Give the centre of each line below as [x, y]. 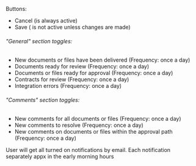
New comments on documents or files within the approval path [93, 132]
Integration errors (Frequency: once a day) [68, 86]
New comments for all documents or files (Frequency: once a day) [98, 119]
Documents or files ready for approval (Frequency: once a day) [94, 73]
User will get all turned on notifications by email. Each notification [88, 150]
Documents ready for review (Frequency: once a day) [82, 67]
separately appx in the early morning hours [60, 157]
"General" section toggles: [39, 41]
